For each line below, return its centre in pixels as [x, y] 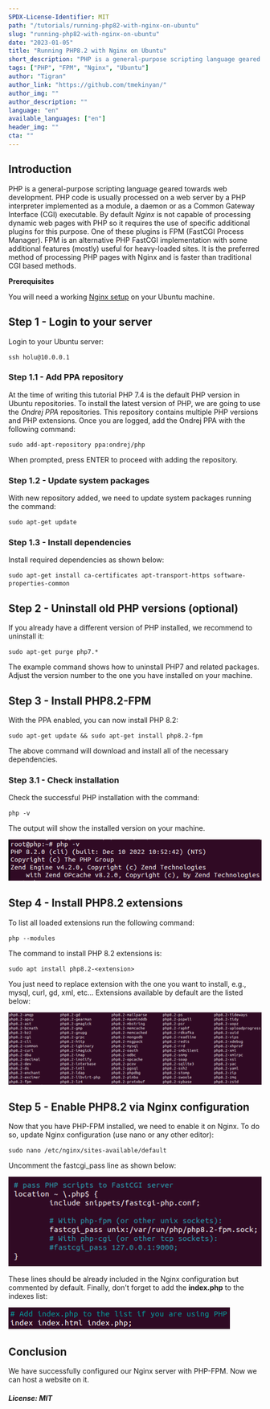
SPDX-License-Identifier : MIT [59, 17]
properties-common [39, 584]
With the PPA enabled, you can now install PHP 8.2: [94, 721]
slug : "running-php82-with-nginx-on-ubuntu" [84, 34]
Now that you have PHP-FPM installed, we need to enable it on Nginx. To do [134, 1127]
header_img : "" [34, 127]
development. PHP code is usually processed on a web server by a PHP [127, 197]
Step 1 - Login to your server [80, 322]
